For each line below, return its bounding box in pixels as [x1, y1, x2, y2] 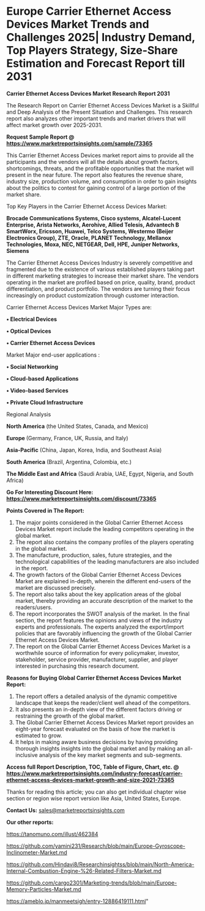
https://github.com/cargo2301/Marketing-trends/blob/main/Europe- [6, 879, 177, 886]
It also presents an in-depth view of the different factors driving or [15, 705, 182, 713]
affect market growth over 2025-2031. [6, 121, 103, 128]
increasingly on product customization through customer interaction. [6, 292, 179, 299]
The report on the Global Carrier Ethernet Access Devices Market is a [15, 643, 191, 650]
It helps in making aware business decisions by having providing [15, 738, 178, 745]
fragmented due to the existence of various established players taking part [6, 265, 195, 273]
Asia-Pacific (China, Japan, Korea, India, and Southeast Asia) [6, 446, 162, 454]
